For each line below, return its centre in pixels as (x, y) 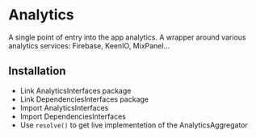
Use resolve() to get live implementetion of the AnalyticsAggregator (134, 125)
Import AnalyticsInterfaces (64, 107)
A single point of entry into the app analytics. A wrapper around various (127, 37)
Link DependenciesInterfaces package (84, 99)
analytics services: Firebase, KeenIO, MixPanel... (89, 45)
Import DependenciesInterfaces (73, 116)
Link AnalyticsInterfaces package (76, 90)
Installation (37, 71)
